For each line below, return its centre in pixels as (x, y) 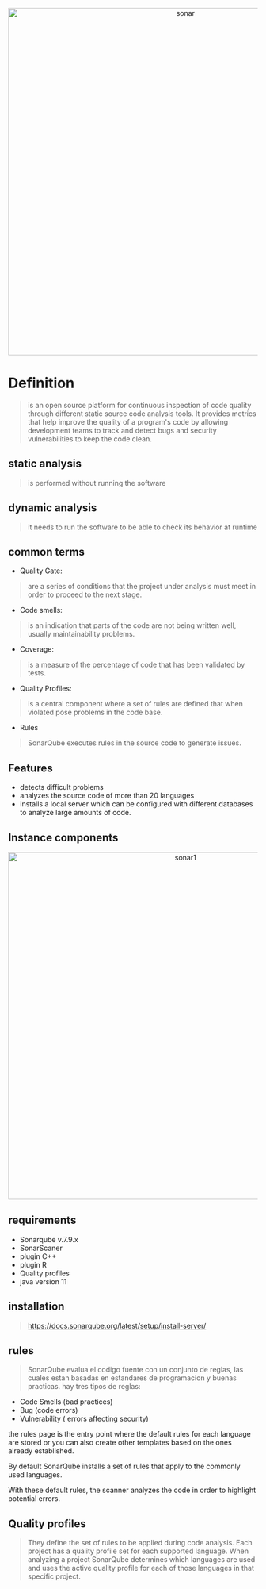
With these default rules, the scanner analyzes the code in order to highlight (132, 1490)
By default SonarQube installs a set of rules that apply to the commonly (124, 1466)
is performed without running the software (97, 483)
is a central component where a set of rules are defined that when (135, 704)
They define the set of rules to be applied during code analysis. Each (140, 1543)
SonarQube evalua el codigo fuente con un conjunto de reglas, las (135, 1370)
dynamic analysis (53, 508)
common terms (47, 552)
